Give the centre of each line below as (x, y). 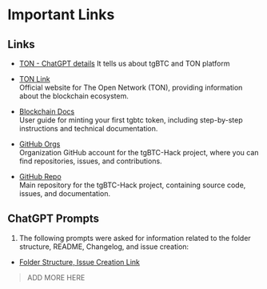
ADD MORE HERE (56, 277)
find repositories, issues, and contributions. (90, 161)
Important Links (61, 15)
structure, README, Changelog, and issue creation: (104, 247)
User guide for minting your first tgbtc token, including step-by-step (131, 120)
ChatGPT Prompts (54, 219)
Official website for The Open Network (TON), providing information (131, 87)
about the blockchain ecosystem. (74, 96)
